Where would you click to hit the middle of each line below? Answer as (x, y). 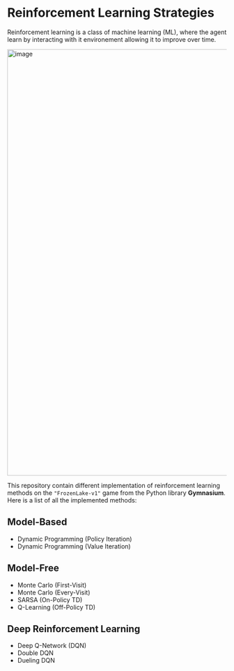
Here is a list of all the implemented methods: (72, 500)
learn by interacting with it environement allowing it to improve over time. (112, 39)
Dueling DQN (36, 661)
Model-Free (33, 568)
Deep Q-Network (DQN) (52, 646)
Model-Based (37, 522)
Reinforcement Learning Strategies (111, 13)
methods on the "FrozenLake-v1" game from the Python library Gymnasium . (117, 493)
